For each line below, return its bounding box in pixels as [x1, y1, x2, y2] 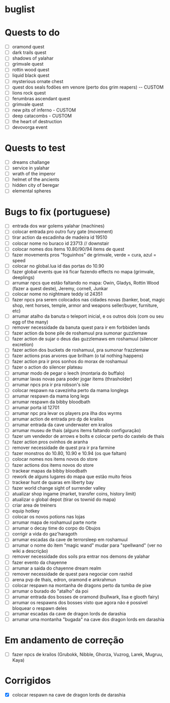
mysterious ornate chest [12, 78, 64, 85]
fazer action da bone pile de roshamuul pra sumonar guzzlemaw [12, 330, 148, 336]
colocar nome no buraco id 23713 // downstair [12, 240, 109, 246]
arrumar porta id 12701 [12, 404, 60, 410]
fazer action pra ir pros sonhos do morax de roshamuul [12, 358, 128, 364]
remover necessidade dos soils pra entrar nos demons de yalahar [12, 553, 150, 559]
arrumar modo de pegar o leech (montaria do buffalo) [12, 370, 125, 376]
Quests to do [5, 27, 60, 39]
